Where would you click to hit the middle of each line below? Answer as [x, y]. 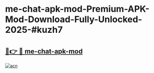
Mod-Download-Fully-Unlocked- [74, 19]
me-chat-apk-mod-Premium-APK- [77, 9]
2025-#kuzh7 [34, 30]
